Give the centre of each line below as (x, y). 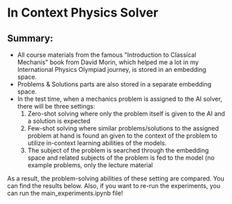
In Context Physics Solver (83, 13)
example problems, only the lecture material (90, 165)
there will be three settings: (56, 106)
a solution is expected (59, 121)
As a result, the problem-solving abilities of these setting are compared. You (116, 178)
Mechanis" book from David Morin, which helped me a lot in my (108, 62)
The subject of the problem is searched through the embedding (118, 150)
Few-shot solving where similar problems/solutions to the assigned (123, 128)
